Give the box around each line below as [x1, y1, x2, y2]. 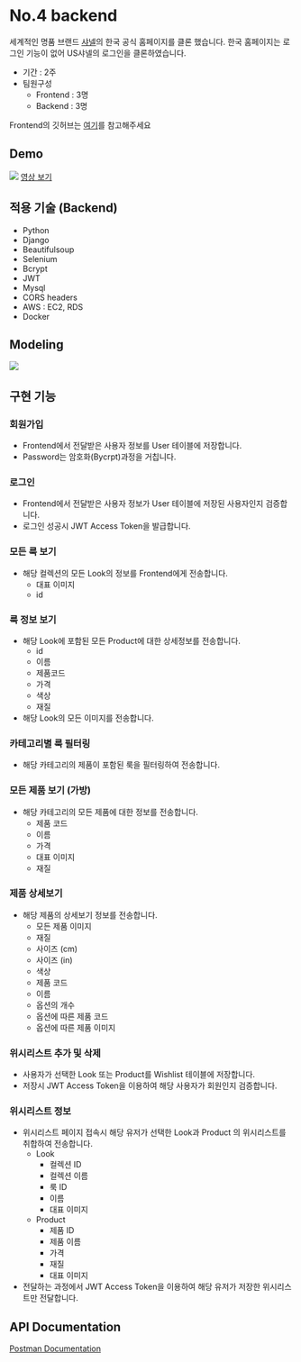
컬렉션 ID [49, 1159, 82, 1170]
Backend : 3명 [35, 100, 88, 111]
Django [22, 234, 50, 245]
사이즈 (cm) [35, 943, 78, 954]
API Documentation [9, 1319, 122, 1334]
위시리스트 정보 [9, 1105, 72, 1118]
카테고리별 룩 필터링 [9, 737, 91, 749]
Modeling [9, 337, 64, 352]
